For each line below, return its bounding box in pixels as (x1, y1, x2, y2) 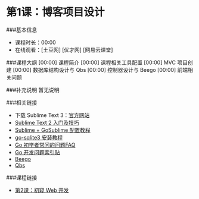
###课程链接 (6, 173, 38, 181)
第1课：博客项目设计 (6, 5, 105, 19)
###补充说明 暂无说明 (6, 86, 60, 93)
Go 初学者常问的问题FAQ (14, 141, 76, 149)
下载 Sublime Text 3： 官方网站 (14, 111, 90, 119)
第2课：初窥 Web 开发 (14, 187, 70, 194)
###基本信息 (6, 26, 38, 33)
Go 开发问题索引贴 (14, 149, 61, 156)
